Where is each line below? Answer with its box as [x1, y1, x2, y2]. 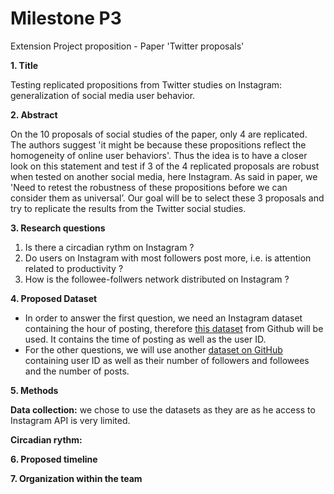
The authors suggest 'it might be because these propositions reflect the [10, 138, 307, 151]
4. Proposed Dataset [10, 292, 98, 304]
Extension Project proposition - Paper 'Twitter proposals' [10, 40, 245, 52]
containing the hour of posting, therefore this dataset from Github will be [24, 322, 324, 334]
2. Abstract [10, 108, 58, 121]
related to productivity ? [24, 262, 124, 274]
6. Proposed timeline [10, 453, 98, 465]
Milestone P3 [10, 7, 122, 30]
